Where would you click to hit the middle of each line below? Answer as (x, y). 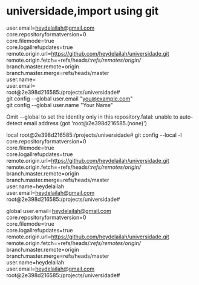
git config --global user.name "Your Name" (60, 105)
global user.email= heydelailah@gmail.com (59, 211)
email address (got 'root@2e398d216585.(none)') (85, 123)
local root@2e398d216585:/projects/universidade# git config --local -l (94, 135)
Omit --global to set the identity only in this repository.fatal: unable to (92, 117)
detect (14, 123)
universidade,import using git (83, 11)
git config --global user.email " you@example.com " (70, 99)
